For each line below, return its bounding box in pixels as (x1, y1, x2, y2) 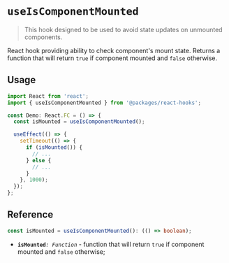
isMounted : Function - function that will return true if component (17, 240, 205, 248)
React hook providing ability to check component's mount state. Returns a (7, 46, 221, 55)
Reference (7, 208, 54, 221)
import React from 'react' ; (7, 92, 89, 99)
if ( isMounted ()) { (25, 144, 82, 151)
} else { (25, 157, 52, 164)
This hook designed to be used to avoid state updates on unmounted (24, 25, 223, 34)
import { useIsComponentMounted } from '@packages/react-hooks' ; (7, 99, 201, 106)
